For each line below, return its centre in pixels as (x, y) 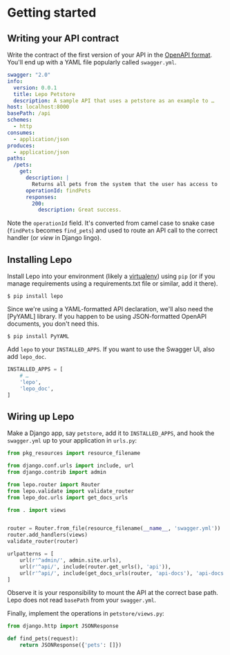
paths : (17, 158)
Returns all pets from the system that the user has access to (125, 184)
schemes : (20, 120)
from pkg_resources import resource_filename (74, 453)
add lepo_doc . (27, 357)
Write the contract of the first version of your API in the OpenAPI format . (110, 55)
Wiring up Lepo (41, 416)
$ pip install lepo (35, 296)
